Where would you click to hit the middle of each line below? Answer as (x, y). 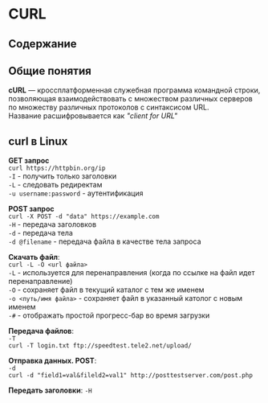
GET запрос (29, 161)
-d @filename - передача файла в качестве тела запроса (105, 241)
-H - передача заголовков (53, 224)
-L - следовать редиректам (55, 185)
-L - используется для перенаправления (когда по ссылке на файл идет (132, 273)
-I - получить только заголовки (63, 176)
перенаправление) (41, 282)
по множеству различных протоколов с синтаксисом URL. (109, 107)
